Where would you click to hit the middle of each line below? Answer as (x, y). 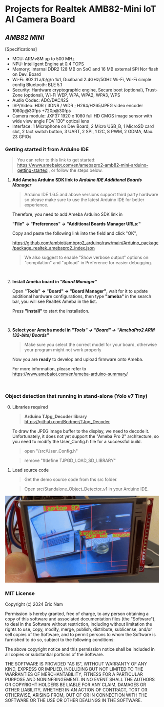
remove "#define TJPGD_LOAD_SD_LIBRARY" (70, 460)
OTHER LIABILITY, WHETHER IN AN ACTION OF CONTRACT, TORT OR (76, 690)
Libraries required (30, 407)
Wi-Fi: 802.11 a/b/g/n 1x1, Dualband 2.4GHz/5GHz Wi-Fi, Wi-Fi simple (82, 80)
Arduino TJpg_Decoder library (56, 416)
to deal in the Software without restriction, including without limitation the (79, 624)
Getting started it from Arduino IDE (47, 149)
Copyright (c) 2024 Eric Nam (34, 604)
